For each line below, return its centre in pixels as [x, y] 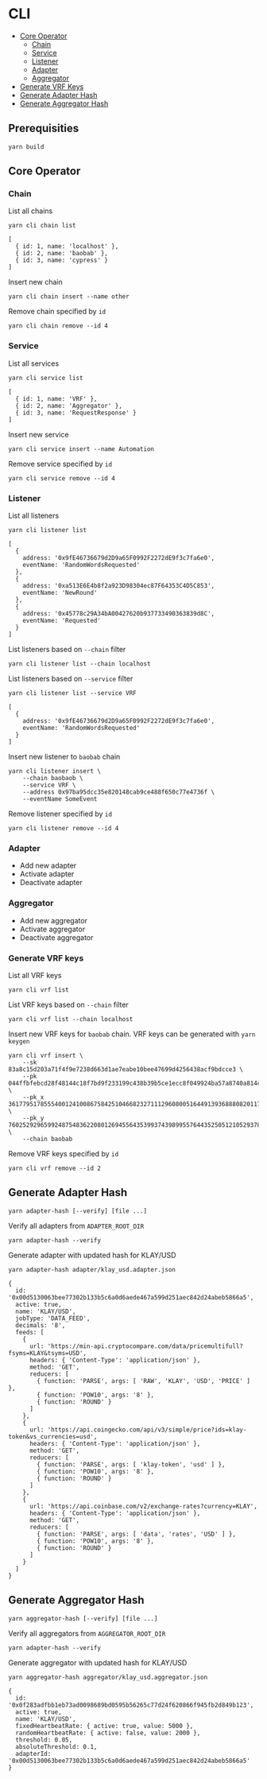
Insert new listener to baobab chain [64, 757]
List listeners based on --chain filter [67, 650]
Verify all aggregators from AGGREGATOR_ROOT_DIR [87, 1633]
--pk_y [33, 1118]
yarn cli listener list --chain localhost [79, 664]
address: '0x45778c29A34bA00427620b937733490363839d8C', [119, 614]
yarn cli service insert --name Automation [81, 449]
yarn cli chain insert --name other [69, 297]
